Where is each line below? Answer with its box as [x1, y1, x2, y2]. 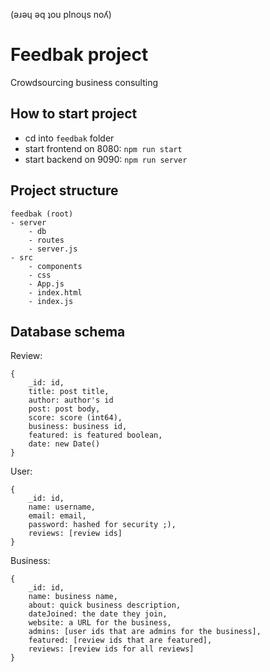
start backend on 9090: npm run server [24, 153, 188, 165]
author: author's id [28, 395, 114, 406]
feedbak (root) [10, 209, 74, 219]
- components [28, 261, 83, 271]
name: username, [28, 502, 97, 513]
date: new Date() [28, 439, 101, 449]
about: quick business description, [28, 600, 182, 611]
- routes [28, 235, 65, 245]
